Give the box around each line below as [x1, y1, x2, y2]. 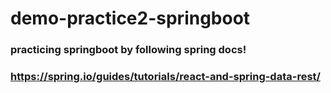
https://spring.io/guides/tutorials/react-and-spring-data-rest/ [10, 70, 321, 84]
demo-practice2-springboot [10, 7, 251, 30]
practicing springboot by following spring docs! [10, 43, 247, 57]
